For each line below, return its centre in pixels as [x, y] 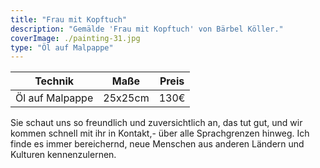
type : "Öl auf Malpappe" [62, 47]
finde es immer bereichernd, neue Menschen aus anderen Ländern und [157, 144]
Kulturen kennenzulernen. [63, 155]
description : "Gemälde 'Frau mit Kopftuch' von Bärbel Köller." [147, 29]
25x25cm [126, 98]
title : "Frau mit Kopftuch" [69, 19]
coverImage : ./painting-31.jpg [75, 38]
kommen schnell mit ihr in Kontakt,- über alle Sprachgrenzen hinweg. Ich [160, 133]
